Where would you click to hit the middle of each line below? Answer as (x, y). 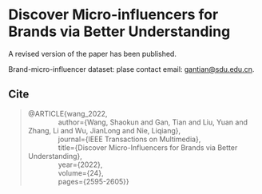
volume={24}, (81, 172)
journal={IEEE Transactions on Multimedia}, (129, 139)
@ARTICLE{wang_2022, (67, 113)
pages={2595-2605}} (93, 181)
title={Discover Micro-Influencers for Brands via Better (148, 147)
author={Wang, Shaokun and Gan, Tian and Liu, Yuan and (153, 122)
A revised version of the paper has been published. (93, 53)
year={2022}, (80, 164)
